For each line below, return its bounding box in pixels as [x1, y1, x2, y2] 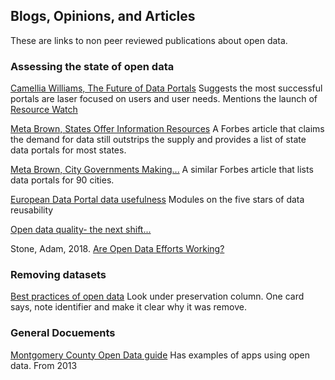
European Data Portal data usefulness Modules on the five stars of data [10, 194, 305, 206]
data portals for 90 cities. [10, 174, 115, 186]
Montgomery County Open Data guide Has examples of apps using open [10, 349, 311, 361]
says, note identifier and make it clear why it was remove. [10, 301, 247, 313]
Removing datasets [10, 268, 107, 282]
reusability [10, 204, 54, 216]
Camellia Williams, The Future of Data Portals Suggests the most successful [10, 82, 323, 94]
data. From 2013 [10, 359, 78, 371]
